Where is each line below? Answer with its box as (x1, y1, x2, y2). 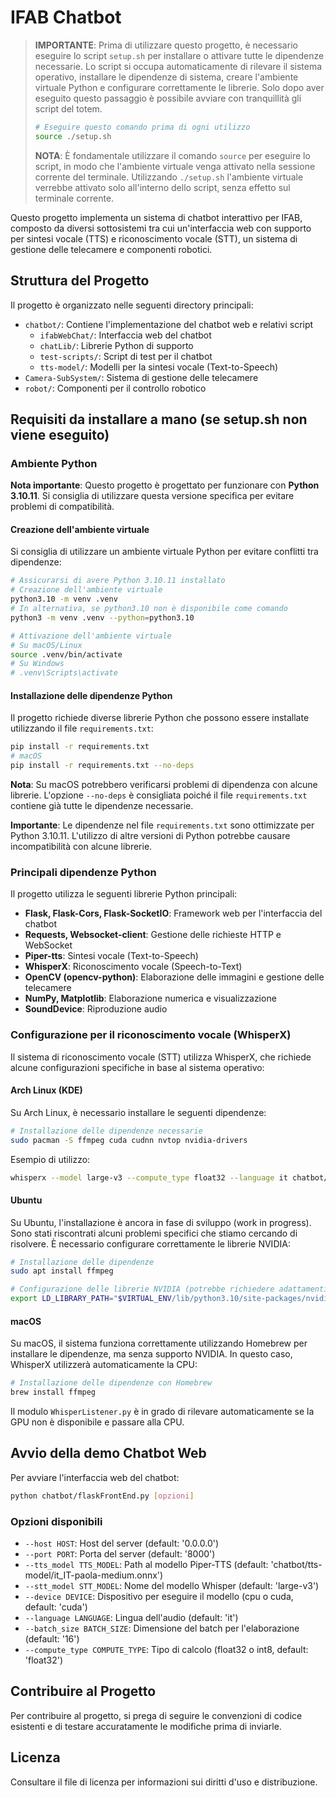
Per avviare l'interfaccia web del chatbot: (10, 1471, 180, 1483)
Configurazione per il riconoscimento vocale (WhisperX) (10, 1028, 292, 1042)
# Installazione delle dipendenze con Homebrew (10, 1378, 213, 1388)
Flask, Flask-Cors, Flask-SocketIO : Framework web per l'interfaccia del (24, 907, 323, 920)
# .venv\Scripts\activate (10, 668, 118, 678)
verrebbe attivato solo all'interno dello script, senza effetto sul (34, 181, 291, 193)
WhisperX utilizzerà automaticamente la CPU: (10, 1359, 198, 1371)
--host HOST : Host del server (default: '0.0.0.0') (24, 1537, 220, 1550)
